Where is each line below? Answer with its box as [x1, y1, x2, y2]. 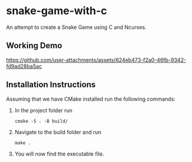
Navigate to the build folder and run [14, 128, 102, 135]
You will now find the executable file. [14, 150, 105, 157]
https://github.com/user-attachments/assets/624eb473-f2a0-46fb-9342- [6, 56, 187, 63]
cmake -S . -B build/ [14, 118, 68, 124]
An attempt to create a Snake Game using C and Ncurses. [6, 24, 147, 31]
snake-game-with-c [6, 4, 108, 18]
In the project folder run [14, 107, 73, 114]
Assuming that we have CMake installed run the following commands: [6, 95, 176, 103]
